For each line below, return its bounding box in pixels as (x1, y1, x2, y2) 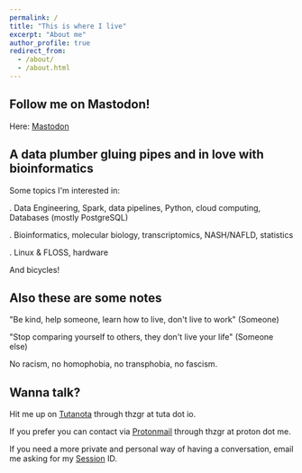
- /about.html (17, 64, 70, 73)
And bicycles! (9, 264, 60, 275)
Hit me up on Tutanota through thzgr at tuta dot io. (9, 409, 197, 420)
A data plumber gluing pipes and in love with (9, 147, 264, 162)
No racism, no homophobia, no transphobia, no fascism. (9, 359, 218, 369)
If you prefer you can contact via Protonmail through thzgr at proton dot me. (9, 426, 291, 437)
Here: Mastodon (9, 121, 69, 132)
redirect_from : (9, 47, 67, 56)
